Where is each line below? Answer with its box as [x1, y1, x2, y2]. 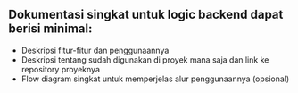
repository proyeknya [21, 63, 100, 74]
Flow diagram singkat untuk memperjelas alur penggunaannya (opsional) [21, 73, 290, 84]
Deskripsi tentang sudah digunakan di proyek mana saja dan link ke [21, 54, 269, 65]
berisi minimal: [8, 21, 93, 37]
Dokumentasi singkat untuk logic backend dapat [8, 7, 284, 22]
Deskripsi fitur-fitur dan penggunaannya [21, 45, 170, 55]
